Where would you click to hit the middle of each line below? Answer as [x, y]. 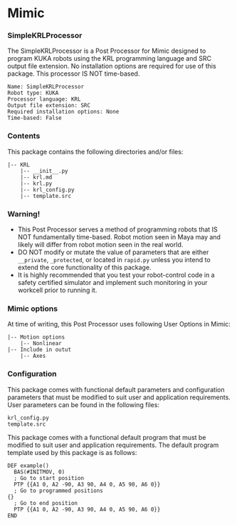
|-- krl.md [36, 177]
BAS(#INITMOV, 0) [39, 472]
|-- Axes [33, 356]
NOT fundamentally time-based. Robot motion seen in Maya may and [119, 237]
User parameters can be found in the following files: [84, 404]
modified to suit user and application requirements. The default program [113, 445]
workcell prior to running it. [57, 290]
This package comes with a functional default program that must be [107, 437]
